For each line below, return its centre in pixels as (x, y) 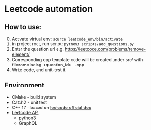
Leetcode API (25, 112)
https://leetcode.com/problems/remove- (105, 49)
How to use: (23, 27)
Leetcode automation (49, 9)
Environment (25, 85)
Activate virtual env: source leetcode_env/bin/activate (67, 39)
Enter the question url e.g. (38, 49)
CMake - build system (34, 97)
